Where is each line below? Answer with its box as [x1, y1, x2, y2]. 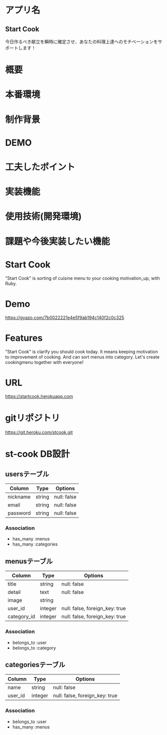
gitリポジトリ [5, 412, 60, 424]
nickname [7, 493, 31, 500]
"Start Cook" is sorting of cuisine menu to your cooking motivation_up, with [5, 275, 160, 281]
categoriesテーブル [5, 660, 66, 669]
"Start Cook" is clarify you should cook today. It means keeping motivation [5, 348, 158, 355]
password [7, 509, 31, 516]
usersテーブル [5, 469, 49, 478]
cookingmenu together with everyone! [5, 359, 84, 365]
